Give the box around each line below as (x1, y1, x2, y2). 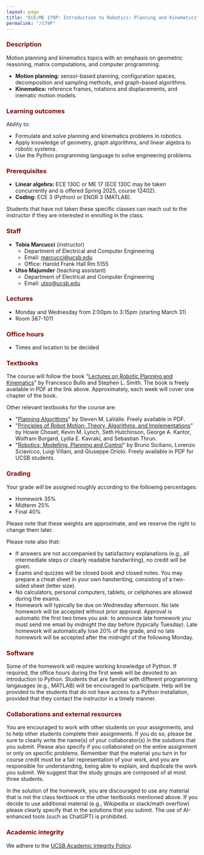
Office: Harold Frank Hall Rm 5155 (24, 260, 109, 267)
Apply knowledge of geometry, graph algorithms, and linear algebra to (15, 138, 191, 146)
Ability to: (6, 120, 30, 128)
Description (6, 40, 42, 49)
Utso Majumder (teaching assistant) (15, 267, 106, 274)
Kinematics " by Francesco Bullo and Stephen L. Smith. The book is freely (6, 379, 189, 386)
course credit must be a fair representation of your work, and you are (6, 756, 179, 763)
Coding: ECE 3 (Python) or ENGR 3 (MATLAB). (15, 194, 132, 201)
